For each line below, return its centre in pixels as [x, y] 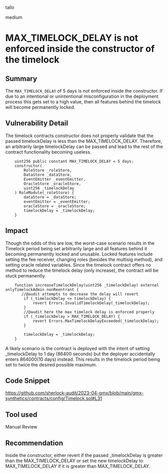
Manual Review [21, 427]
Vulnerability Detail [37, 123]
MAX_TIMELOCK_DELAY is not [72, 38]
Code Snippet [28, 381]
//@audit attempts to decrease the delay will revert [80, 294]
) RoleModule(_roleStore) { [44, 192]
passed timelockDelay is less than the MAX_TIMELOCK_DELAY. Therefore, [84, 141]
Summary [21, 79]
